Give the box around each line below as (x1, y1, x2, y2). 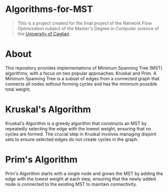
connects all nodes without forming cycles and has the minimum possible (5, 81, 157, 87)
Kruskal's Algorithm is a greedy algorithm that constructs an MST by (5, 120, 147, 126)
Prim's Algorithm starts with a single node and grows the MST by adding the (5, 170, 163, 176)
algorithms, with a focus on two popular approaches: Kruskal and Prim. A (5, 70, 157, 76)
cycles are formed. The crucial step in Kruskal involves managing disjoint (5, 131, 157, 137)
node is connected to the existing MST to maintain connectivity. (5, 181, 137, 187)
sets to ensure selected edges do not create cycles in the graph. (5, 136, 139, 142)
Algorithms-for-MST (5, 4, 93, 15)
